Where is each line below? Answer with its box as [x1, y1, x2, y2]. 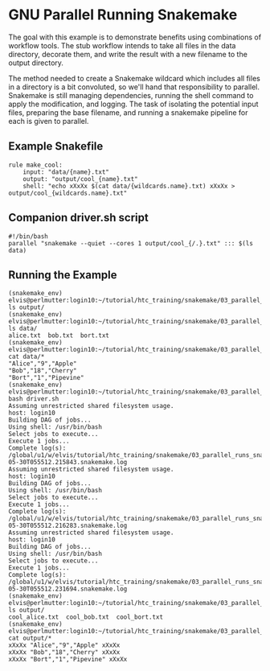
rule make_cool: [8, 161, 63, 169]
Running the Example [8, 268, 118, 282]
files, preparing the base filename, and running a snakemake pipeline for [8, 107, 248, 117]
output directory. [8, 58, 64, 68]
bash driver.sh [8, 395, 59, 403]
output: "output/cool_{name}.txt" [22, 175, 138, 183]
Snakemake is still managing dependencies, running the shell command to [8, 90, 254, 100]
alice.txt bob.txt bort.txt [8, 331, 110, 340]
